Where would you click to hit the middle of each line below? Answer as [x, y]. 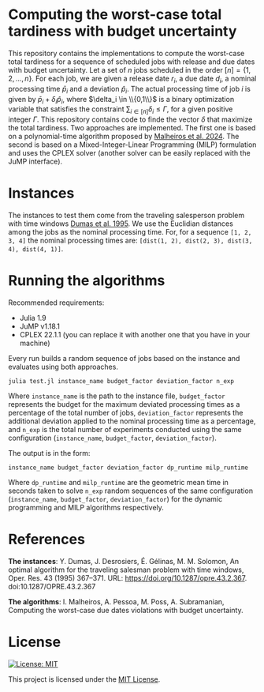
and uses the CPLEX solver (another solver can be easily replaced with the [129, 153]
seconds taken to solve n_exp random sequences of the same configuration [131, 491]
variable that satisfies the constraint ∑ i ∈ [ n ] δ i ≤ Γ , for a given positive [121, 110]
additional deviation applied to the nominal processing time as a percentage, [132, 421]
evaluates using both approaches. [63, 367]
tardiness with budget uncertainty [123, 31]
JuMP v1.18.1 [40, 326]
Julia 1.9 [33, 318]
